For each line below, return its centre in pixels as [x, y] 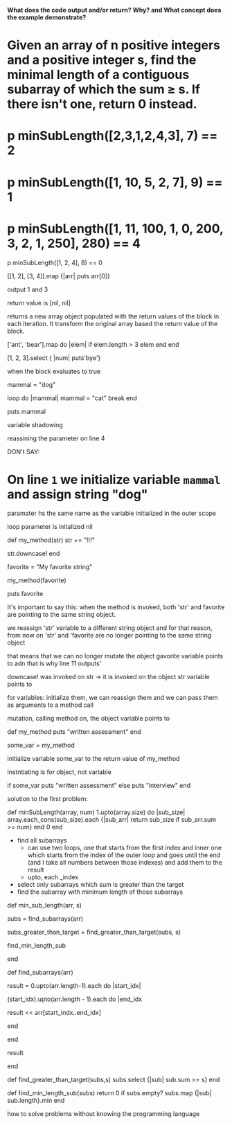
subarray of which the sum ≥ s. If [104, 90]
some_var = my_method [41, 745]
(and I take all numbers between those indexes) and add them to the [125, 863]
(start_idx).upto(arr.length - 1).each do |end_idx [75, 999]
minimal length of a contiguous [98, 75]
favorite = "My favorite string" [50, 567]
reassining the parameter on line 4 [56, 438]
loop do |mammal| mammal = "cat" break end [72, 398]
